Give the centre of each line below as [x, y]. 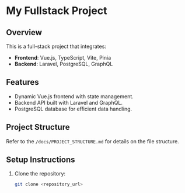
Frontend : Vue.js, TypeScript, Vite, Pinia [63, 58]
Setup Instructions [41, 160]
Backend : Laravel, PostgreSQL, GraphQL [64, 64]
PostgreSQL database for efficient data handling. [73, 109]
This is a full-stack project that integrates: [56, 46]
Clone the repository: [40, 174]
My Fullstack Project [57, 11]
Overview [24, 32]
